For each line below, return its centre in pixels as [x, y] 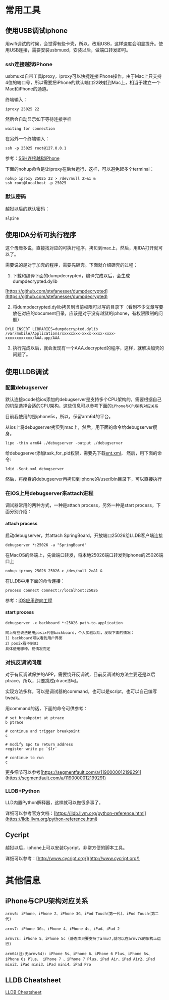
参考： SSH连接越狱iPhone [32, 158]
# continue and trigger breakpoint [43, 731]
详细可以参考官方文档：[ [31, 813]
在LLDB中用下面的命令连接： [35, 581]
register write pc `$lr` [31, 749]
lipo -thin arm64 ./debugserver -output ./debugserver [64, 443]
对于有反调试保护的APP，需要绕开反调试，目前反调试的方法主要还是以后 [80, 674]
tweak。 [14, 698]
